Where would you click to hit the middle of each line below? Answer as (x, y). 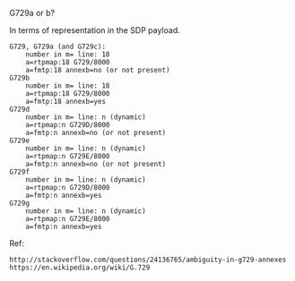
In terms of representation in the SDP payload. (95, 30)
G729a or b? (32, 13)
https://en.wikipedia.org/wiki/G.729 (80, 268)
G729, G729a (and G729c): (57, 47)
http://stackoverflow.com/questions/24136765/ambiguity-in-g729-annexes (148, 260)
